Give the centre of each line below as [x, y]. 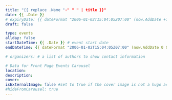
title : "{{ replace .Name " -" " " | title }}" [56, 10]
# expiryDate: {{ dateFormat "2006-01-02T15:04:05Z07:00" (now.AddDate [83, 19]
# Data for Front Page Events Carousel [48, 66]
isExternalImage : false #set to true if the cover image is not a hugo [83, 85]
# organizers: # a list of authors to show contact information [75, 56]
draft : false [19, 24]
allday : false [20, 38]
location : [16, 71]
